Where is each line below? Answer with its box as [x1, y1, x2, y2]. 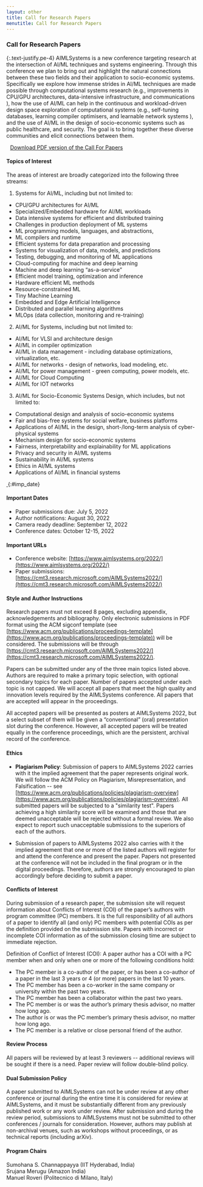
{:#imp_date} [7, 480, 41, 487]
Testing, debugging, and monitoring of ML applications [15, 253, 153, 260]
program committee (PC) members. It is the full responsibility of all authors [6, 912, 193, 919]
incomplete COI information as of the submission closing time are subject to [6, 932, 196, 939]
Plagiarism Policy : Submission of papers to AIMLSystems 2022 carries [15, 763, 193, 770]
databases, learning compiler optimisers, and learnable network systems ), [6, 112, 193, 119]
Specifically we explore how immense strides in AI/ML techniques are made [6, 80, 196, 87]
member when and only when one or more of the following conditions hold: [6, 956, 195, 963]
